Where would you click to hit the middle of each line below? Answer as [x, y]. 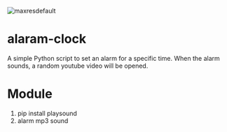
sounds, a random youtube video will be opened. [78, 66]
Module [30, 94]
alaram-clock [47, 39]
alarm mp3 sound [43, 120]
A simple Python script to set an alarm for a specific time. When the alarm [114, 58]
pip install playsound [47, 113]
